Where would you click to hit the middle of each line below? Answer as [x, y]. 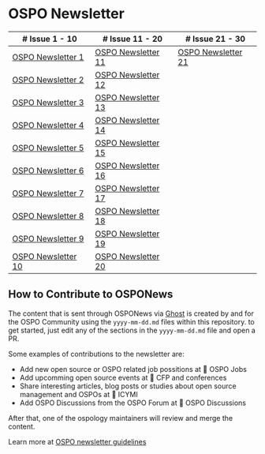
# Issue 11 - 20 [132, 39]
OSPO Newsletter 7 [48, 193]
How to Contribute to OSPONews [91, 294]
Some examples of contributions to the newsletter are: [96, 354]
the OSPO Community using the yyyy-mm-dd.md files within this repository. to [131, 321]
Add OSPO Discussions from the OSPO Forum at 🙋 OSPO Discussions [133, 403]
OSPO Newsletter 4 [48, 125]
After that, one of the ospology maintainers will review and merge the [121, 418]
